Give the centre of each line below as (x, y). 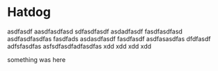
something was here (37, 59)
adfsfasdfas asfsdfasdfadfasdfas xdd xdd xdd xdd (79, 46)
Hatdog (29, 12)
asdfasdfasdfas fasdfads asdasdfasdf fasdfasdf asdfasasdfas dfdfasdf (109, 38)
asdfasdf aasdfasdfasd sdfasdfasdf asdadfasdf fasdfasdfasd (95, 31)
